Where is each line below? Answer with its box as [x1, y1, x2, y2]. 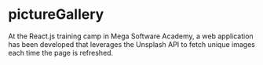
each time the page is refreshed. [8, 48, 114, 57]
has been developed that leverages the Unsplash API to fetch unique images [8, 39, 255, 49]
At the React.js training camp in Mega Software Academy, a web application [8, 31, 254, 41]
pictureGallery [8, 5, 104, 23]
